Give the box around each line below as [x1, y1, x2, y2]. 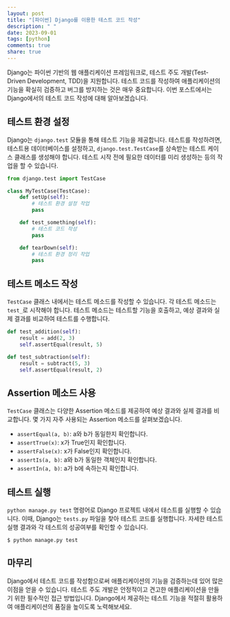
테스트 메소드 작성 [7, 278, 78, 290]
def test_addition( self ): [7, 328, 81, 336]
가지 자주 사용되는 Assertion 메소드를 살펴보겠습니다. [40, 415, 183, 424]
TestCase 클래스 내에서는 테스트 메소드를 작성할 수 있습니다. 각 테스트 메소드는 [7, 297, 217, 306]
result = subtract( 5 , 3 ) [19, 360, 91, 367]
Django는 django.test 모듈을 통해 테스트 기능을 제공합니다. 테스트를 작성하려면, [7, 136, 222, 144]
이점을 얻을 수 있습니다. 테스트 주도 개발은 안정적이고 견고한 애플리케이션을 [7, 585, 207, 594]
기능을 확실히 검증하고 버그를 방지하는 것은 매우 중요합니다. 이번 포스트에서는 [7, 85, 213, 94]
